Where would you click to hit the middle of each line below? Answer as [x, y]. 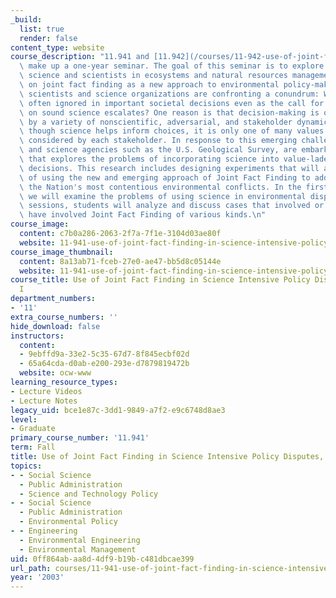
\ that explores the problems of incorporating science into [149, 159]
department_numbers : [53, 299]
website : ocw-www [55, 373]
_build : [26, 19]
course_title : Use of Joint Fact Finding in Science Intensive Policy [160, 280]
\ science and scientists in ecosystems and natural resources [153, 76]
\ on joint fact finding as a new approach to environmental [149, 85]
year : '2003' [37, 577]
